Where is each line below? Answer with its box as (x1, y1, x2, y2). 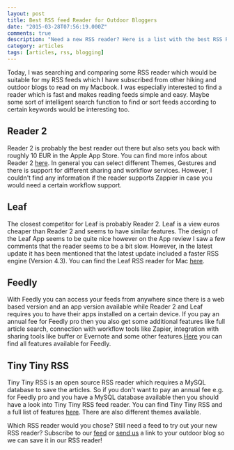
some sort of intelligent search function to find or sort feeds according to (7, 98, 217, 106)
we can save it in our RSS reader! (7, 436, 102, 444)
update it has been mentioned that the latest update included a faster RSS (7, 249, 219, 258)
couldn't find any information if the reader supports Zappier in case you (7, 173, 212, 182)
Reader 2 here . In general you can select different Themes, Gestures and (7, 158, 217, 167)
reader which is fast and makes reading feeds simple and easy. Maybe (7, 90, 210, 98)
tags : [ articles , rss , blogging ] (7, 49, 104, 56)
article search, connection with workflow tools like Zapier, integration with (7, 325, 219, 333)
